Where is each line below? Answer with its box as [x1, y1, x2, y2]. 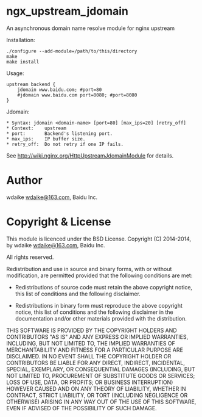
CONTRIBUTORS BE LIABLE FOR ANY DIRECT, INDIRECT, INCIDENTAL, [6, 359, 186, 366]
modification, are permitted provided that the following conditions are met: [6, 272, 193, 279]
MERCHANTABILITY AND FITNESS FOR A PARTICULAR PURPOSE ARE [6, 346, 184, 354]
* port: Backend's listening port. [6, 130, 113, 137]
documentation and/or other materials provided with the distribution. [15, 314, 187, 322]
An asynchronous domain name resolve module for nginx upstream [6, 24, 175, 32]
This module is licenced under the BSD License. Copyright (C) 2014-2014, [6, 235, 192, 242]
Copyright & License [6, 215, 111, 229]
